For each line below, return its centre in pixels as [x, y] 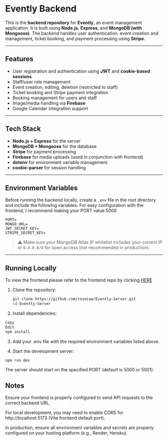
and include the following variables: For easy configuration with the [74, 205]
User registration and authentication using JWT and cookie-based [81, 71]
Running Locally [31, 268]
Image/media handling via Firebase [49, 103]
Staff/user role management [41, 82]
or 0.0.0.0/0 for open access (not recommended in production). [83, 248]
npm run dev [17, 360]
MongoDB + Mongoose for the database [54, 146]
